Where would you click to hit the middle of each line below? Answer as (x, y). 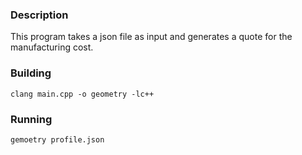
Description (39, 15)
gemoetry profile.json (57, 139)
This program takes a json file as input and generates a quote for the (151, 37)
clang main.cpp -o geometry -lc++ (82, 94)
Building (31, 73)
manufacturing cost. (52, 47)
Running (31, 119)
